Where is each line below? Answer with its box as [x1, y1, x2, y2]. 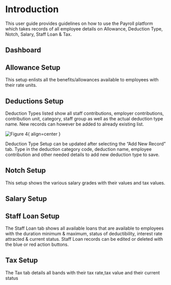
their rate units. [5, 82, 37, 88]
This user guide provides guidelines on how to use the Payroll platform [5, 20, 154, 26]
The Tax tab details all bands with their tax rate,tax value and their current [5, 269, 160, 275]
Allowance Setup [5, 63, 61, 72]
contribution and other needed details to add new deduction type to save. [5, 151, 160, 157]
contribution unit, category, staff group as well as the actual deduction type [5, 115, 163, 121]
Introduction [5, 4, 59, 15]
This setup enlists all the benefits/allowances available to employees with [5, 77, 159, 83]
